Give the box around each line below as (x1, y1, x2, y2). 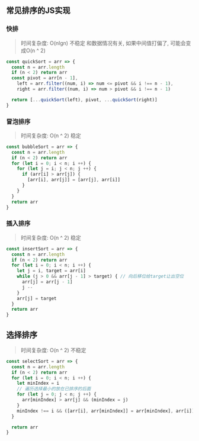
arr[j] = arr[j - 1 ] (21, 279, 73, 285)
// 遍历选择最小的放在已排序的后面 (17, 386, 91, 392)
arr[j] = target (17, 295, 57, 301)
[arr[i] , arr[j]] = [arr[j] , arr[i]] (27, 177, 120, 183)
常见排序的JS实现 (6, 5, 71, 16)
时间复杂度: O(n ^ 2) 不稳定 (20, 346, 86, 353)
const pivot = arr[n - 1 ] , (11, 75, 78, 81)
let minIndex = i (17, 381, 60, 387)
